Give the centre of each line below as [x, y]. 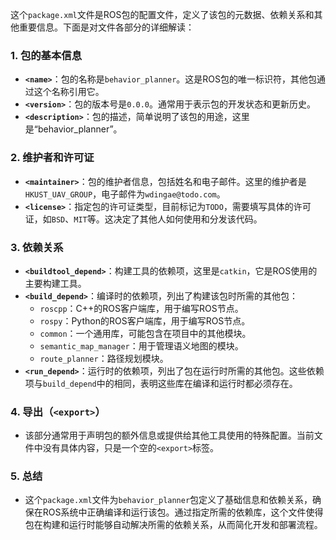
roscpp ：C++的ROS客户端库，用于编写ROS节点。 [141, 308]
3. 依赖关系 [37, 247]
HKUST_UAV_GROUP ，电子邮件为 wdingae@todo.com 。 [125, 194]
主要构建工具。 [55, 283]
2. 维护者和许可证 [52, 158]
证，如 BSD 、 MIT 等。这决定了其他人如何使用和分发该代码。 [143, 219]
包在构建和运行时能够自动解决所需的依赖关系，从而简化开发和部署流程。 [173, 525]
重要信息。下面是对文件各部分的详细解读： [106, 27]
